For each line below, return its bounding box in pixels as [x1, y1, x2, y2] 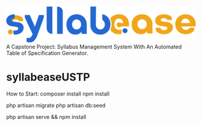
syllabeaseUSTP [6, 70, 90, 84]
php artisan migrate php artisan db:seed [6, 102, 106, 109]
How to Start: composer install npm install [6, 90, 110, 97]
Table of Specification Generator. [6, 49, 88, 57]
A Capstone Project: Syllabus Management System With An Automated [6, 43, 182, 50]
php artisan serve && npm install [6, 113, 87, 120]
